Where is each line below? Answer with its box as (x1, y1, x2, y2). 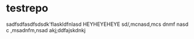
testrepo (6, 2, 49, 15)
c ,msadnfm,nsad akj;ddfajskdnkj (6, 26, 86, 33)
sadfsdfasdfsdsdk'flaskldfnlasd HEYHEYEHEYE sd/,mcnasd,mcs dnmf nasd (6, 21, 189, 28)
